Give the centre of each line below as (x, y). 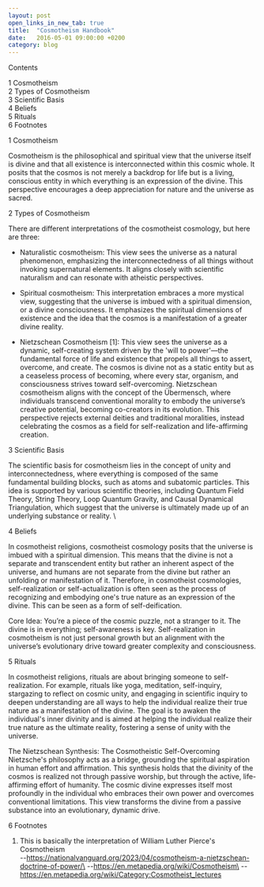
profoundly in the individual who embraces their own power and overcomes (131, 793)
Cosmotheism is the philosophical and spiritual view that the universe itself (130, 156)
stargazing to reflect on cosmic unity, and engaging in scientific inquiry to (128, 694)
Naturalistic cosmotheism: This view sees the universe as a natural (128, 252)
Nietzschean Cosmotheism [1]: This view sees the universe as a (123, 342)
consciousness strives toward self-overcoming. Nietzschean (118, 384)
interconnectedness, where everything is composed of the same (113, 474)
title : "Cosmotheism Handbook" (61, 30)
